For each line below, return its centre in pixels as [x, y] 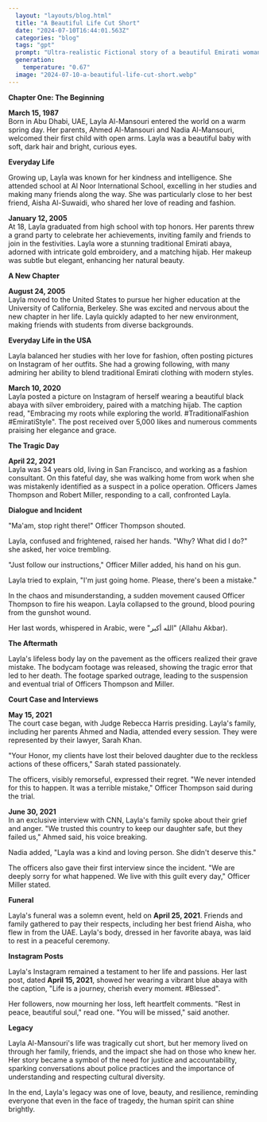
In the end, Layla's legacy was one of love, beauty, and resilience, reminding [133, 1092]
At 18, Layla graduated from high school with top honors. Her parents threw [132, 226]
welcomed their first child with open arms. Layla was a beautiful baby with [130, 138]
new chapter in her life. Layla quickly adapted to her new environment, [124, 316]
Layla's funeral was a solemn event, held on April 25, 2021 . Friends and [126, 915]
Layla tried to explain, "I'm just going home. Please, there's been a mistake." [132, 580]
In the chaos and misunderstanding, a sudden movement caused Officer [127, 595]
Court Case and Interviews [54, 699]
